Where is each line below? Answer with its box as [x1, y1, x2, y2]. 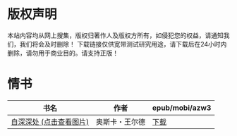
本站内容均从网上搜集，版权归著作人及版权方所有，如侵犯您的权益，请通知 [7, 31, 224, 39]
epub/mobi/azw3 [152, 103, 212, 113]
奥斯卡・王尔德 [95, 117, 146, 127]
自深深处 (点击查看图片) [11, 117, 90, 127]
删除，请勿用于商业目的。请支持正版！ [7, 49, 119, 57]
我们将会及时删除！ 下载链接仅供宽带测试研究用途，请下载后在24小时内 [19, 39, 227, 48]
